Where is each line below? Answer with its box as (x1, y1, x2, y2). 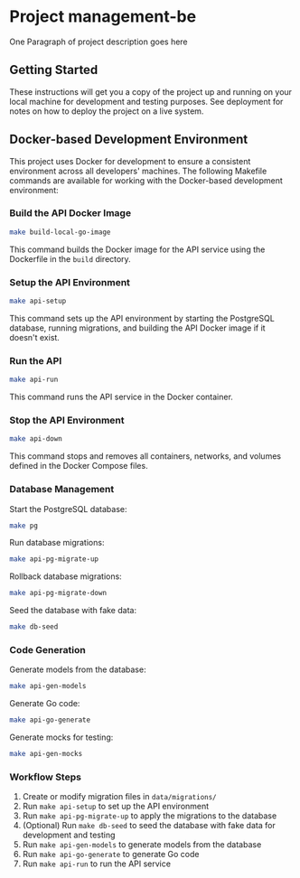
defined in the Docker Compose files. (9, 461, 148, 472)
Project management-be (9, 6, 197, 27)
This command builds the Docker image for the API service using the (9, 244, 266, 255)
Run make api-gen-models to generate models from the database (22, 839, 262, 850)
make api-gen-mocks (9, 750, 83, 759)
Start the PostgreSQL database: (9, 503, 127, 514)
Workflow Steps (9, 771, 81, 783)
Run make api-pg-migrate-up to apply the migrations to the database (22, 810, 277, 821)
